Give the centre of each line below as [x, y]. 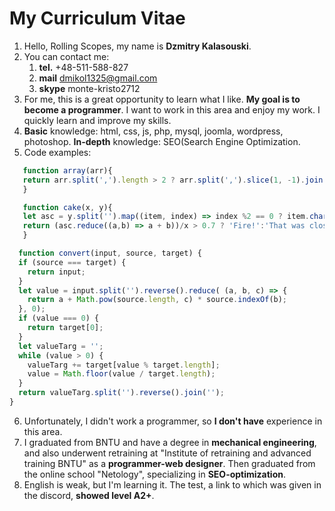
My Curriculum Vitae [97, 18]
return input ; [56, 272]
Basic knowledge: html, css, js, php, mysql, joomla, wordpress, [153, 131]
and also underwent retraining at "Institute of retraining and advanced [167, 453]
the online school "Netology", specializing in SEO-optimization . [155, 474]
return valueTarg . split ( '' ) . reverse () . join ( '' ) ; [121, 393]
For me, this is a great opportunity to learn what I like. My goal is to [162, 99]
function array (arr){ [67, 170]
